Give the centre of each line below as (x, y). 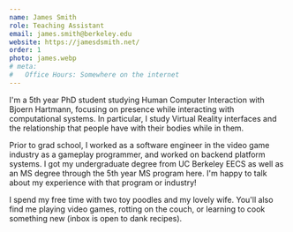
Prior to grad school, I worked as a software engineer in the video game (139, 145)
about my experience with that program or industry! (103, 183)
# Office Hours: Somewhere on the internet (94, 75)
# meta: (23, 67)
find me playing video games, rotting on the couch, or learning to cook (137, 209)
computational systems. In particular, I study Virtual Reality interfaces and (143, 118)
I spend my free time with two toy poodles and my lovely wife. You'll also (141, 199)
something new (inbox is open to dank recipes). (96, 218)
